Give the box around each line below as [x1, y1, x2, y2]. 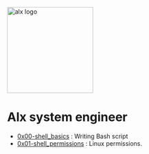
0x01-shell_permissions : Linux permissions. [16, 139, 143, 147]
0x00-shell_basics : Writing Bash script [16, 132, 128, 140]
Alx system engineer [7, 109, 128, 125]
